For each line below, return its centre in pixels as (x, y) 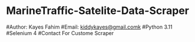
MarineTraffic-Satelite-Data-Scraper (98, 11)
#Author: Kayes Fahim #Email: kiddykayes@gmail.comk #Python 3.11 (89, 27)
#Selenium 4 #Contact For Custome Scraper (60, 33)
